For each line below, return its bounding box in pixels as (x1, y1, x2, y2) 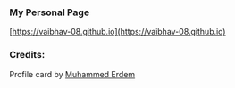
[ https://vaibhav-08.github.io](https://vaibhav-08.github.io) (9, 27, 226, 37)
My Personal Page (9, 6, 90, 19)
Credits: (9, 49, 46, 61)
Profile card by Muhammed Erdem (9, 68, 136, 79)
